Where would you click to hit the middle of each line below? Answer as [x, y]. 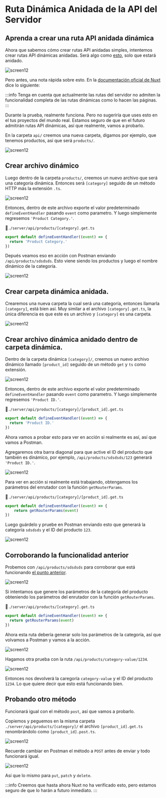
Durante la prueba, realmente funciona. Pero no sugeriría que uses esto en [81, 115]
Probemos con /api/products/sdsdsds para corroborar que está [70, 567]
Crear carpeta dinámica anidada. [57, 291]
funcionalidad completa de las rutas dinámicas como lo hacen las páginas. [81, 100]
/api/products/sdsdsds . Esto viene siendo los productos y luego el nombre [81, 261]
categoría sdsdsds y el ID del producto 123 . [48, 530]
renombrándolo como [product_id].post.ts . [51, 731]
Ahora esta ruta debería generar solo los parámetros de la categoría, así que [83, 634]
